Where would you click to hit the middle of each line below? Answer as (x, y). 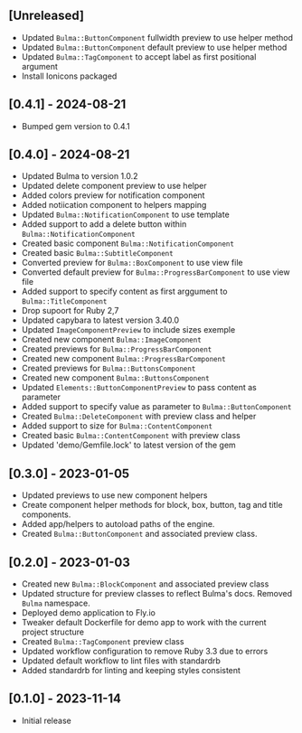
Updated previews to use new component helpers (114, 495)
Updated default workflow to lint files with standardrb (121, 661)
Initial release (46, 720)
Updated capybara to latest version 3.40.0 (100, 320)
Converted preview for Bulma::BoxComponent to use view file (132, 263)
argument (39, 66)
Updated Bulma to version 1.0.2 (80, 176)
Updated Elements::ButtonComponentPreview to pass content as (139, 388)
